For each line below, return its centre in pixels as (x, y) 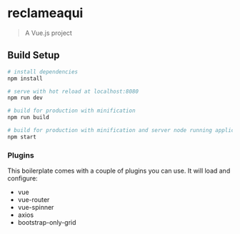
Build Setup (34, 55)
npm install (25, 78)
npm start (22, 137)
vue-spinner (36, 208)
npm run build (29, 118)
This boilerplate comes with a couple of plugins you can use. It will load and (119, 171)
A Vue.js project (49, 33)
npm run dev (25, 98)
